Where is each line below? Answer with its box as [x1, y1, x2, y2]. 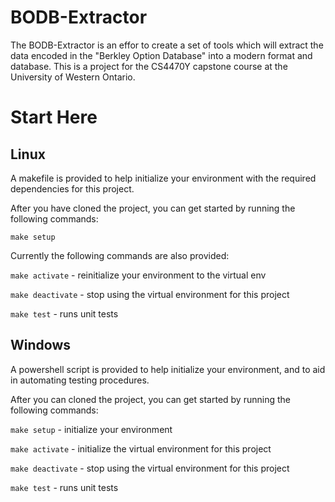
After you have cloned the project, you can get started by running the [10, 202, 296, 214]
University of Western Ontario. [10, 71, 136, 83]
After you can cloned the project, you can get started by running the [10, 393, 291, 405]
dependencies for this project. [10, 182, 135, 195]
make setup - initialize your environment [10, 423, 173, 435]
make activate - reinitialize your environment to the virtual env [10, 269, 267, 281]
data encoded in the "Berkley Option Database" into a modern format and [10, 49, 313, 61]
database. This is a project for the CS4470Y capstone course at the [10, 60, 288, 72]
